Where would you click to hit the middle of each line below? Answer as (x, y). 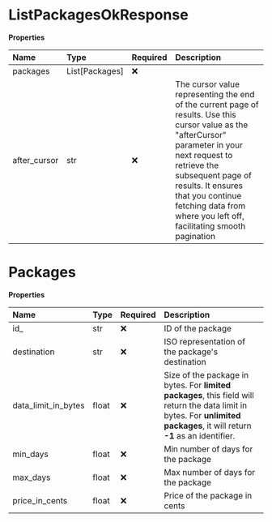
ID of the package (198, 328)
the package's (191, 352)
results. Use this (206, 114)
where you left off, (210, 216)
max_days (32, 477)
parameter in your (209, 145)
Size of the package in (206, 374)
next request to (204, 155)
